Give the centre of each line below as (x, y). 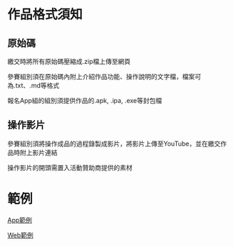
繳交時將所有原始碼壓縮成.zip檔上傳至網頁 (69, 61)
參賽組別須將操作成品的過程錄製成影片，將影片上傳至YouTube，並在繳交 (114, 144)
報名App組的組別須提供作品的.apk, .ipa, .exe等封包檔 (85, 101)
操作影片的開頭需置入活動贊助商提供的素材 (70, 167)
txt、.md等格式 (37, 85)
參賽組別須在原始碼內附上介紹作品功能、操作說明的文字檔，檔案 (101, 76)
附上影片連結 (39, 152)
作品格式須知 (45, 15)
